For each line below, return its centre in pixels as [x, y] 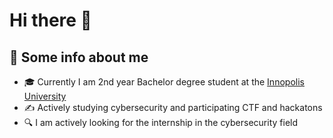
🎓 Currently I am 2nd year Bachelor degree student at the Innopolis [164, 82]
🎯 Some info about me [79, 57]
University [45, 96]
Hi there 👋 [50, 20]
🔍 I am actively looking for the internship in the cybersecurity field [161, 122]
